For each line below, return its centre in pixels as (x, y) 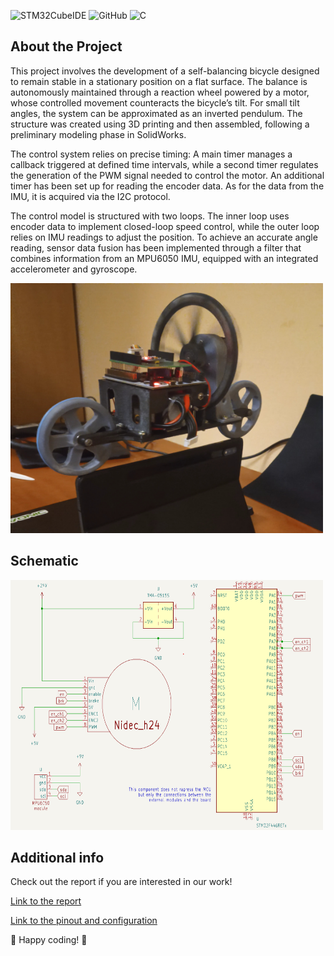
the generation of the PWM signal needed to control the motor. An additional (167, 175)
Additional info (57, 858)
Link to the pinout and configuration (84, 921)
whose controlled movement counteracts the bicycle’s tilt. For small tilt (155, 102)
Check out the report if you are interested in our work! (121, 882)
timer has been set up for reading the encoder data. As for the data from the (167, 186)
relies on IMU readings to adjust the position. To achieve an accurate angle (164, 237)
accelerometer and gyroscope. (74, 269)
